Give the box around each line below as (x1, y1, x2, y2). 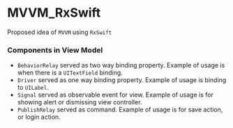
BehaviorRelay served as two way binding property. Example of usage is (17, 61, 225, 70)
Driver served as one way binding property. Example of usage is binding (17, 76, 227, 84)
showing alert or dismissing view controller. (17, 98, 142, 106)
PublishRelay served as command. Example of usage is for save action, (17, 106, 223, 114)
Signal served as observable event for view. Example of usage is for (17, 90, 214, 99)
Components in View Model (7, 45, 103, 55)
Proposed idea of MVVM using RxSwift (7, 28, 112, 36)
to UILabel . (17, 83, 49, 92)
